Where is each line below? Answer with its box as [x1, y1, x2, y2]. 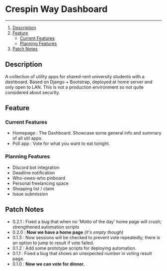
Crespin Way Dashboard [5, 3, 108, 15]
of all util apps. [12, 135, 43, 141]
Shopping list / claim [12, 185, 55, 191]
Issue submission [12, 191, 48, 197]
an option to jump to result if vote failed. [12, 240, 94, 246]
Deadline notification [12, 169, 55, 175]
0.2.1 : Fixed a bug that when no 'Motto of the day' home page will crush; [12, 218, 162, 225]
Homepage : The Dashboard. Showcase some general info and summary [12, 130, 162, 136]
